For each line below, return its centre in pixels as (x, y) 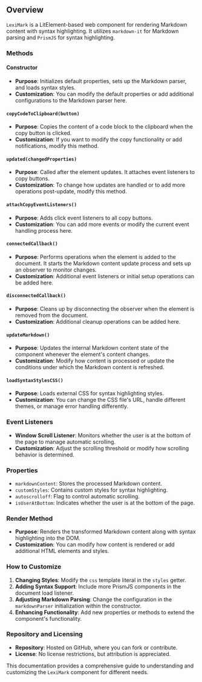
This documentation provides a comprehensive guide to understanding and (100, 666)
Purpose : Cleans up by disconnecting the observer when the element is (105, 309)
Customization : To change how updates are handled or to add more (100, 185)
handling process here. (44, 230)
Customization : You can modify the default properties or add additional (104, 94)
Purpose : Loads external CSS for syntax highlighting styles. (90, 393)
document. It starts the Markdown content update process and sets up (103, 263)
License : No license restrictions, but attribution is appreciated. (93, 654)
